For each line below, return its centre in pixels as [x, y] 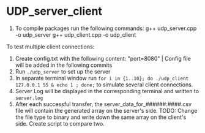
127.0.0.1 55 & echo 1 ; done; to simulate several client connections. [104, 85]
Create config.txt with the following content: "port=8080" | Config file [103, 58]
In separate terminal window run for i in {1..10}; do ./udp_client [102, 78]
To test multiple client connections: [50, 47]
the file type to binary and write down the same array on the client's [101, 117]
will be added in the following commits [64, 65]
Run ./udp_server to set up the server [63, 71]
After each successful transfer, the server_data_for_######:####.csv [103, 104]
